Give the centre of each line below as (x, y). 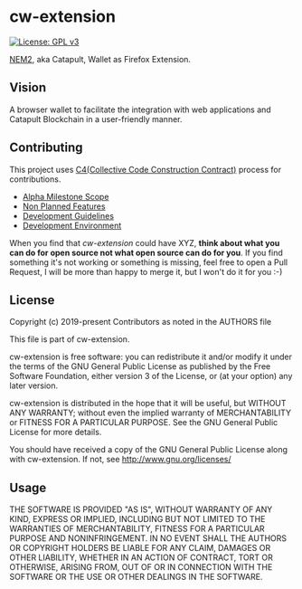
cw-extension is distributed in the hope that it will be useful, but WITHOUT (148, 404)
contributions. (35, 179)
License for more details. (56, 432)
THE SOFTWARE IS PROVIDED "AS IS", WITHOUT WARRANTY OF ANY (141, 509)
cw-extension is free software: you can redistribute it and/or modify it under (151, 357)
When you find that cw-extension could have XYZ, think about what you (145, 242)
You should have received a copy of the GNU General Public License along (148, 450)
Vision (28, 88)
